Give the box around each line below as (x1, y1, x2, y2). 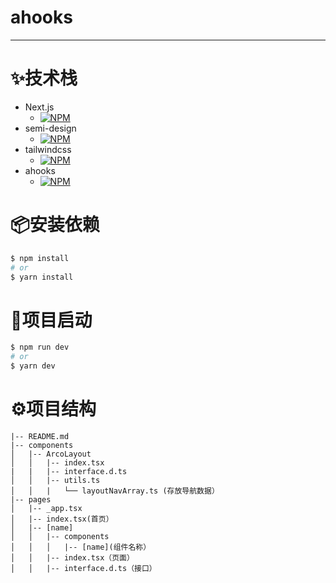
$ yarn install (10, 272, 74, 282)
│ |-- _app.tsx (10, 503, 83, 513)
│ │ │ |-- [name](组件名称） (10, 542, 152, 552)
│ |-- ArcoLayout (10, 449, 92, 459)
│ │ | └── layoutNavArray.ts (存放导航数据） (10, 486, 220, 496)
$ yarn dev (10, 361, 56, 371)
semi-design (24, 122, 77, 134)
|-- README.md (10, 431, 70, 441)
